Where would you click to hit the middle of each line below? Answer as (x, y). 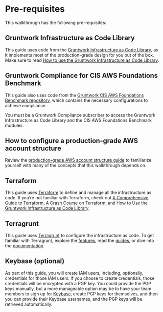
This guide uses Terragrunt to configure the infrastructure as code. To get (80, 235)
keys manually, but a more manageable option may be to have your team (78, 288)
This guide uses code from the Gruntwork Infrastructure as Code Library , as (82, 49)
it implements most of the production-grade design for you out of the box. (80, 55)
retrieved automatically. (29, 304)
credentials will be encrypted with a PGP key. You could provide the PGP (78, 283)
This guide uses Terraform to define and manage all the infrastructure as (78, 192)
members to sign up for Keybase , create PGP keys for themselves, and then (81, 294)
